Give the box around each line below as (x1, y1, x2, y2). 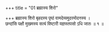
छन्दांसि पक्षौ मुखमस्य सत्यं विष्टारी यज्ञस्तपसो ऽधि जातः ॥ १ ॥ (5, 21, 104, 26)
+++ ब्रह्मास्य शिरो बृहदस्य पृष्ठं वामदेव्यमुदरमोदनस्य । (5, 15, 91, 21)
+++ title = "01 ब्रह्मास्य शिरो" (5, 5, 59, 11)
